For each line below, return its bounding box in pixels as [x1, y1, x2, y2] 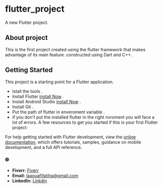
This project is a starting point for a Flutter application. [5, 79, 114, 85]
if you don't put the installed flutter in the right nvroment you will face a [12, 114, 155, 120]
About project [5, 34, 48, 42]
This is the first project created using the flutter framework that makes [5, 46, 146, 52]
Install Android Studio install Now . [12, 98, 81, 104]
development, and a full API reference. [5, 144, 82, 150]
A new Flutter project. [5, 19, 49, 25]
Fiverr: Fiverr [12, 167, 39, 173]
